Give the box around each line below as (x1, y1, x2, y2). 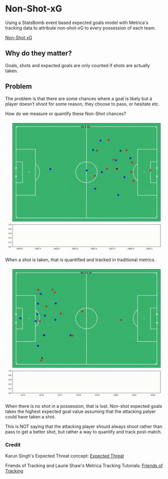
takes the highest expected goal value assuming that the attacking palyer (5, 408, 156, 414)
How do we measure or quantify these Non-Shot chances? (5, 111, 126, 117)
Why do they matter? (5, 49, 72, 58)
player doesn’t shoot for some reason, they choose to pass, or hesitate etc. (5, 101, 160, 107)
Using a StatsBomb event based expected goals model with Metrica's (5, 20, 148, 26)
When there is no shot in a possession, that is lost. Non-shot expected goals (5, 403, 162, 409)
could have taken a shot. (5, 414, 56, 420)
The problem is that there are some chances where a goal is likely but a (5, 96, 152, 102)
